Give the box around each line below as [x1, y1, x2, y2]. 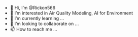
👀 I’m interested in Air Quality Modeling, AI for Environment [10, 10, 133, 16]
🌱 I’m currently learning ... [10, 15, 64, 21]
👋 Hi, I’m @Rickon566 [10, 5, 56, 10]
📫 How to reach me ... [10, 26, 57, 32]
